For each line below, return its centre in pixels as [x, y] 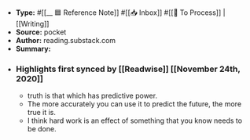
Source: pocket [41, 32]
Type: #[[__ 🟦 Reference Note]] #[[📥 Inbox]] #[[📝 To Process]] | [120, 13]
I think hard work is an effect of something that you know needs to [134, 120]
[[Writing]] [32, 24]
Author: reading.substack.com [66, 40]
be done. [42, 129]
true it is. [42, 113]
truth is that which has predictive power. [92, 96]
